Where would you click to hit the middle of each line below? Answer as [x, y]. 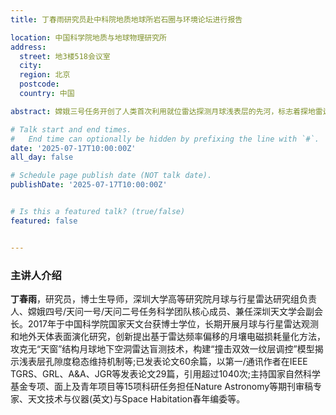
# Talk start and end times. [71, 129]
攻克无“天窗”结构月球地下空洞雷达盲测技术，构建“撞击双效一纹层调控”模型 [162, 348]
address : [28, 47]
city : [31, 66]
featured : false [44, 221]
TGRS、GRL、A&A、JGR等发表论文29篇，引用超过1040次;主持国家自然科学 [166, 373]
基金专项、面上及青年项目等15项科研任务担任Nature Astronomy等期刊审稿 [162, 386]
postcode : [39, 84]
